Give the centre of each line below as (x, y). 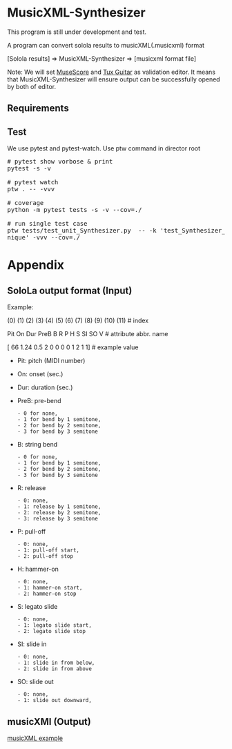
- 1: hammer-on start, (50, 588)
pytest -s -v (29, 168)
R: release (31, 488)
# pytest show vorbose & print (60, 162)
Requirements (38, 108)
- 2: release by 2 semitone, (59, 513)
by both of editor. (32, 86)
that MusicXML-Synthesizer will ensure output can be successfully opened (114, 79)
